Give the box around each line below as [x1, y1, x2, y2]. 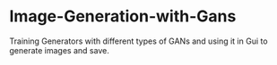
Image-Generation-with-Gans [9, 6, 237, 27]
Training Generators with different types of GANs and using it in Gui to [9, 36, 268, 46]
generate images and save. [9, 45, 109, 55]
